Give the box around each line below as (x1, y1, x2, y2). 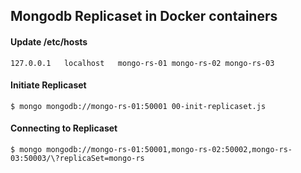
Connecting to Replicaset (10, 122, 118, 134)
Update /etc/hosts (10, 35, 88, 48)
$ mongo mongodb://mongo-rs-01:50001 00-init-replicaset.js (10, 101, 267, 111)
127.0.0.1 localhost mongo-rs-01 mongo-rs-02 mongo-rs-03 (10, 58, 275, 68)
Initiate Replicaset (10, 79, 87, 91)
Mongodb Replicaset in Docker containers (10, 8, 278, 25)
